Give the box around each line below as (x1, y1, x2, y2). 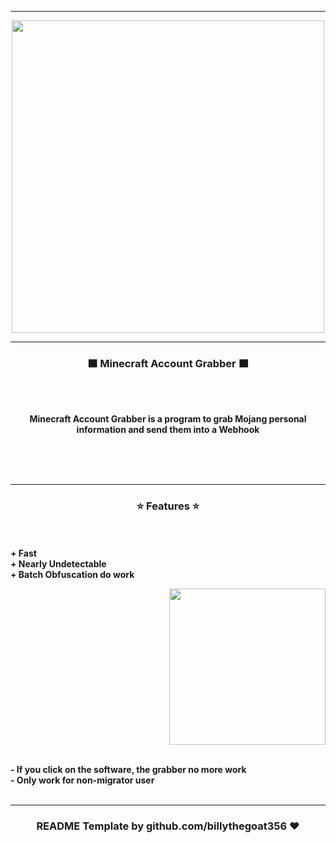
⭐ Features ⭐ (136, 499, 200, 513)
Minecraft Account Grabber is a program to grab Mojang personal (29, 413, 307, 425)
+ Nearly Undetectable (10, 557, 107, 570)
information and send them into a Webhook (76, 424, 260, 436)
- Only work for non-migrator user (10, 774, 155, 786)
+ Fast (10, 547, 37, 559)
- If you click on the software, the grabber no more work (10, 763, 247, 775)
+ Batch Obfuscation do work (10, 568, 135, 580)
